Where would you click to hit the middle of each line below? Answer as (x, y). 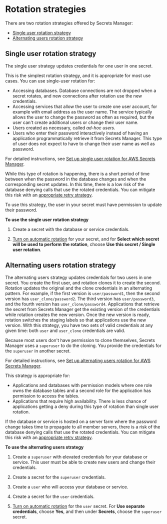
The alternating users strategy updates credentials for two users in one (78, 277)
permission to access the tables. (46, 395)
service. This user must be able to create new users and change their (84, 462)
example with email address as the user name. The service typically (82, 111)
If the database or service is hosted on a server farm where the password (81, 421)
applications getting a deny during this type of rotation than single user (85, 406)
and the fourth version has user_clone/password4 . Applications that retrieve (82, 304)
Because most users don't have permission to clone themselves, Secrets (80, 340)
